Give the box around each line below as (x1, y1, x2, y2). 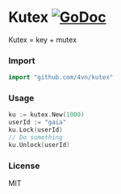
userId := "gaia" (8, 118, 67, 127)
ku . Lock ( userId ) (8, 126, 63, 134)
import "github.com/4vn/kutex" (8, 74, 114, 82)
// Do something (8, 133, 63, 141)
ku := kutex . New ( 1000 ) (8, 111, 85, 119)
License (8, 160, 40, 171)
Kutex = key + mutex (8, 35, 77, 44)
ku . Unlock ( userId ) (8, 141, 70, 149)
